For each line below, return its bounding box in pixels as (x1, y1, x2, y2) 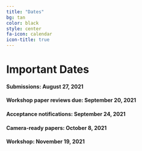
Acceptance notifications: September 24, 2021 (6, 110, 126, 117)
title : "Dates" (6, 8, 45, 15)
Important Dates (6, 63, 89, 76)
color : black (6, 20, 39, 26)
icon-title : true (6, 37, 50, 43)
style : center (6, 25, 42, 32)
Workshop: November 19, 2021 (6, 138, 85, 145)
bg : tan (6, 14, 26, 20)
